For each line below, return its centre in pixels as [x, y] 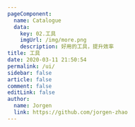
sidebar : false [30, 73]
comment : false [30, 86]
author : [19, 99]
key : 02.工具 [38, 34]
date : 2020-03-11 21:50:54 [47, 60]
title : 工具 [24, 54]
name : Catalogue [37, 20]
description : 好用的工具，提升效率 [67, 47]
